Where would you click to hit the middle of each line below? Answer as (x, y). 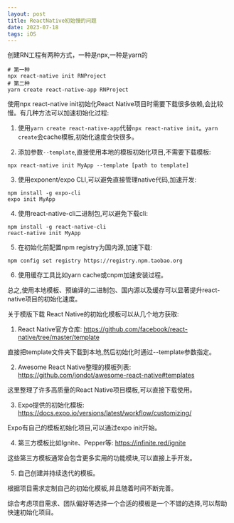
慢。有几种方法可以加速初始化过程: (58, 113)
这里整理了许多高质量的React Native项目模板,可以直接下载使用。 (102, 390)
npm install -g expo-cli (44, 193)
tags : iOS (22, 34)
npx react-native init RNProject (57, 76)
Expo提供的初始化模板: (51, 405)
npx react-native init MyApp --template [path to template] (99, 166)
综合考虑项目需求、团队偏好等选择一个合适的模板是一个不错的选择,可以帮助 (117, 504)
